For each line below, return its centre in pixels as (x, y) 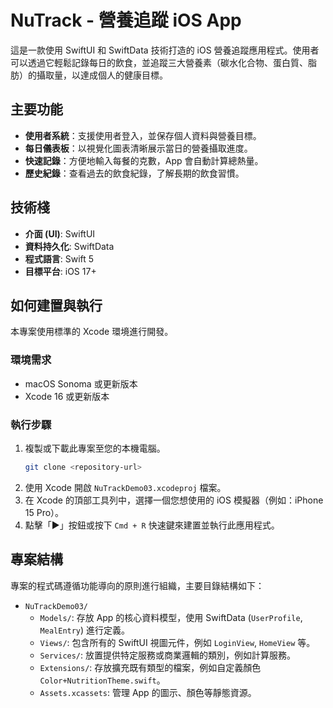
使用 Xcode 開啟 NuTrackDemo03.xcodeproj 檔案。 (125, 487)
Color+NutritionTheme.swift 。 (102, 680)
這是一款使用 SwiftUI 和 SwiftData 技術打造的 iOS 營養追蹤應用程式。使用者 (165, 50)
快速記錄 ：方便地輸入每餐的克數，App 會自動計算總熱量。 (144, 160)
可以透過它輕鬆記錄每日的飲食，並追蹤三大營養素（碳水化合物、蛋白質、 (159, 62)
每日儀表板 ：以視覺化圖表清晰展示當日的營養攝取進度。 (138, 148)
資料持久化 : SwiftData (69, 246)
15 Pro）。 (44, 512)
